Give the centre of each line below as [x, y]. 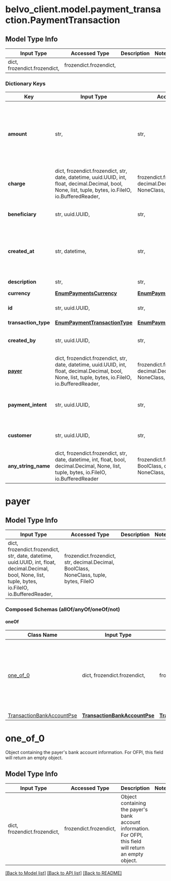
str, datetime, [71, 251]
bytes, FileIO [79, 581]
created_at [21, 251]
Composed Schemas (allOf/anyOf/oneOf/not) [63, 609]
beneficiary [22, 214]
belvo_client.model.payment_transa [83, 9]
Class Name [42, 635]
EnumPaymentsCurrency [86, 293]
